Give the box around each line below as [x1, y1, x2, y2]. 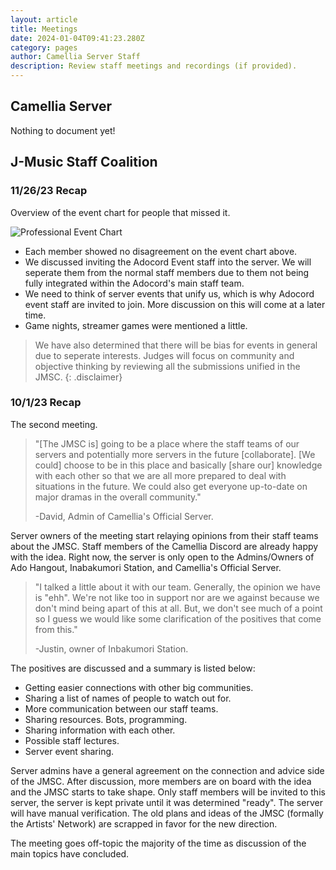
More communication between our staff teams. [24, 702, 219, 715]
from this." [34, 623, 78, 635]
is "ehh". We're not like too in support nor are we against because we [34, 591, 320, 603]
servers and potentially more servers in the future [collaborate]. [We [34, 448, 316, 460]
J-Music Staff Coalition [10, 154, 158, 171]
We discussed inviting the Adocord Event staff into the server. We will [24, 256, 312, 268]
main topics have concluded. [10, 847, 130, 860]
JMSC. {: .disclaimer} [34, 371, 123, 383]
